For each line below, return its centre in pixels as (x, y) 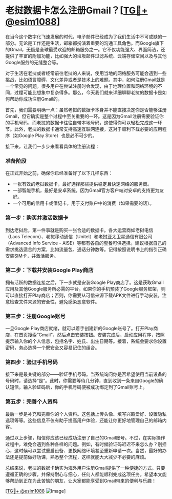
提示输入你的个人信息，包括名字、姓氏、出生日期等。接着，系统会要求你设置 (86, 341)
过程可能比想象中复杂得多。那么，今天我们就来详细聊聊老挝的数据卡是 (88, 92)
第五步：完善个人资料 (31, 402)
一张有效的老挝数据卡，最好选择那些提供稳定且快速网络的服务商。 (82, 184)
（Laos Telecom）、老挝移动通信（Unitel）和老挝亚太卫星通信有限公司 (79, 236)
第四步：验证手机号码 (31, 362)
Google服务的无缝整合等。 (33, 62)
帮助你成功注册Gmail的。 (36, 99)
